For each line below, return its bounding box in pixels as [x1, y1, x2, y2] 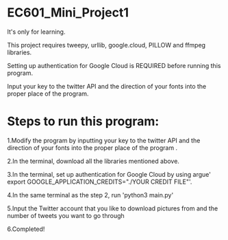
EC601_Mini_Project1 [7, 5, 129, 21]
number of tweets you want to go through [7, 211, 125, 219]
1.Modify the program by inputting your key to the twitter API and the [7, 136, 201, 144]
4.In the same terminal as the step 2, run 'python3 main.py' [7, 190, 174, 199]
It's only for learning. [7, 28, 66, 36]
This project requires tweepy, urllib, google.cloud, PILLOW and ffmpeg [7, 41, 206, 49]
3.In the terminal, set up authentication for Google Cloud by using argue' [7, 170, 211, 178]
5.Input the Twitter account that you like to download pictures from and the [7, 204, 218, 212]
